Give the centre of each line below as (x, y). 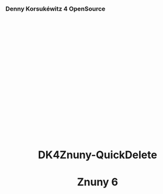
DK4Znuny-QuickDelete (98, 155)
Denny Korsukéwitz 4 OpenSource (56, 9)
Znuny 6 (98, 182)
